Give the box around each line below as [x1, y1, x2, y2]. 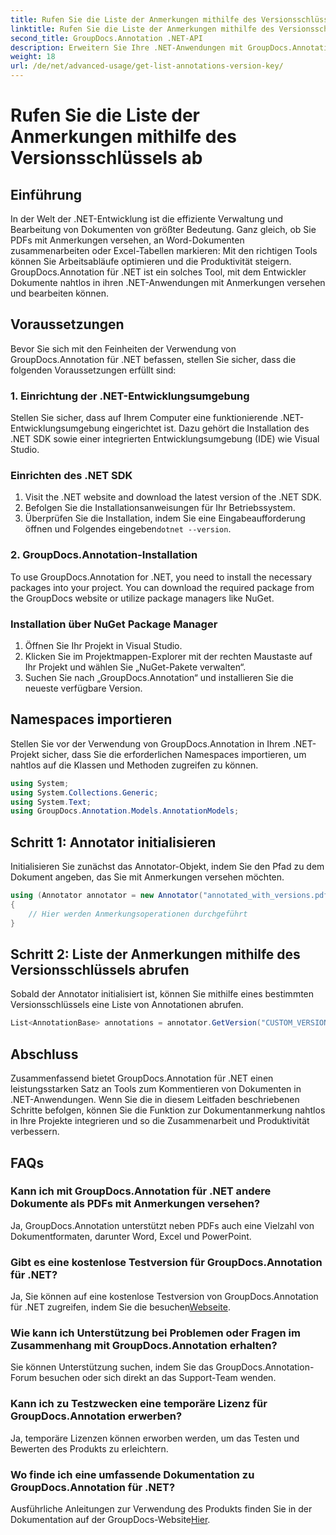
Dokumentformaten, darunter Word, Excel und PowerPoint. [10, 1230, 252, 1242]
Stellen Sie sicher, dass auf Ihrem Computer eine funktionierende [10, 412, 278, 424]
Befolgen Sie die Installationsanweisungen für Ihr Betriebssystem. [24, 502, 296, 514]
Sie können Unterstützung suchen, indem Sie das [10, 1361, 214, 1373]
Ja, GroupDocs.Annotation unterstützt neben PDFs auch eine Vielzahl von [10, 1219, 315, 1231]
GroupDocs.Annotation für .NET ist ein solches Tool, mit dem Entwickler [10, 266, 307, 278]
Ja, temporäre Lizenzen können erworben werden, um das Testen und [10, 1432, 300, 1444]
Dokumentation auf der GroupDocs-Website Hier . [10, 1514, 211, 1525]
